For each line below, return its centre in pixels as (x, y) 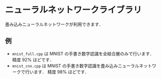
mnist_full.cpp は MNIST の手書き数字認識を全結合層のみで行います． (83, 53)
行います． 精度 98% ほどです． (57, 72)
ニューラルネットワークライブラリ (74, 10)
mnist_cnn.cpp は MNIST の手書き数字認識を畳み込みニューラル (76, 65)
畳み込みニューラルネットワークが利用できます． (54, 24)
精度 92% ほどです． (33, 60)
